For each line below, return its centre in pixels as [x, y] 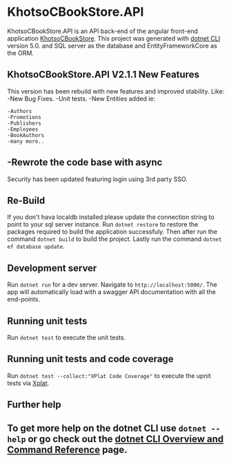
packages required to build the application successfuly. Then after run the [112, 232]
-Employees [23, 129]
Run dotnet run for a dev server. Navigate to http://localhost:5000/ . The [112, 285]
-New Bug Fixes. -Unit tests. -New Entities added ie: [81, 98]
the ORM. [21, 53]
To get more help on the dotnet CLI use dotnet [107, 428]
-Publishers [24, 123]
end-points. [23, 300]
